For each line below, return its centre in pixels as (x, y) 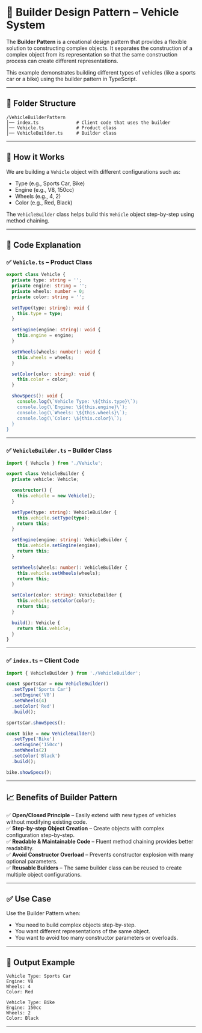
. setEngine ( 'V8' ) (33, 695)
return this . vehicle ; (44, 628)
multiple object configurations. (44, 874)
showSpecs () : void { (37, 396)
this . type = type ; (40, 313)
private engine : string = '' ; (49, 286)
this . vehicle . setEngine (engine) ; (59, 546)
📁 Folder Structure (41, 104)
